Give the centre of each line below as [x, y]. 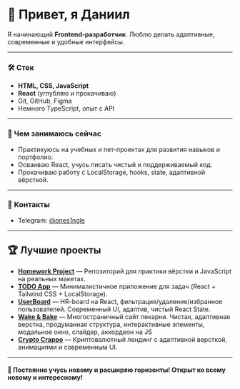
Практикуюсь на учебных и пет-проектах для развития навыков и [119, 149]
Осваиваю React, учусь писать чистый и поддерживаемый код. [115, 164]
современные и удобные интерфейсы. [66, 41]
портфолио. [35, 157]
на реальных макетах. [51, 278]
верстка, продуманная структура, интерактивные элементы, [111, 324]
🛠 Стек [21, 67]
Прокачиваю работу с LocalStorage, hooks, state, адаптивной [111, 172]
